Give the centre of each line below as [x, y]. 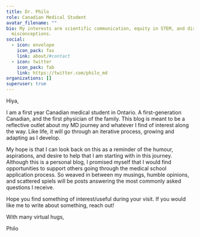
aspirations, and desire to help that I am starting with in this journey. [89, 156]
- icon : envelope [33, 45]
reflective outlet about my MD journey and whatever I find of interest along [98, 125]
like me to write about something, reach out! [60, 205]
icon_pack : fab [36, 67]
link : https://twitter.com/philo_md [62, 73]
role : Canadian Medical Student [46, 17]
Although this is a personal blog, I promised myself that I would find [89, 162]
